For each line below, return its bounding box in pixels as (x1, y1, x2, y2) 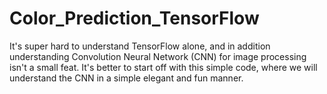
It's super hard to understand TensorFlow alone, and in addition (9, 40, 271, 52)
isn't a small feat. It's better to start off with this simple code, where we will (9, 61, 318, 73)
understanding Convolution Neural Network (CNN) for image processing (9, 50, 307, 62)
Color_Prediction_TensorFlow (9, 7, 260, 30)
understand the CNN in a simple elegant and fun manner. (9, 72, 244, 84)
